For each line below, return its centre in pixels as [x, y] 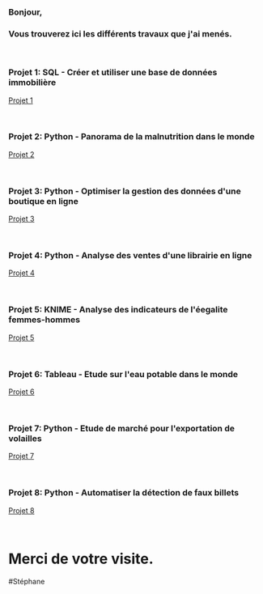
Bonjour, [25, 12]
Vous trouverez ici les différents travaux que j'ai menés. [120, 33]
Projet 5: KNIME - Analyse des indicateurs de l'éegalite [118, 310]
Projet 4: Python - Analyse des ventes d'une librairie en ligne [130, 256]
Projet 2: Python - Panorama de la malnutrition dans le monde [131, 137]
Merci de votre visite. [81, 559]
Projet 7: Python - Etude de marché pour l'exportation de [121, 428]
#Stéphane [27, 581]
